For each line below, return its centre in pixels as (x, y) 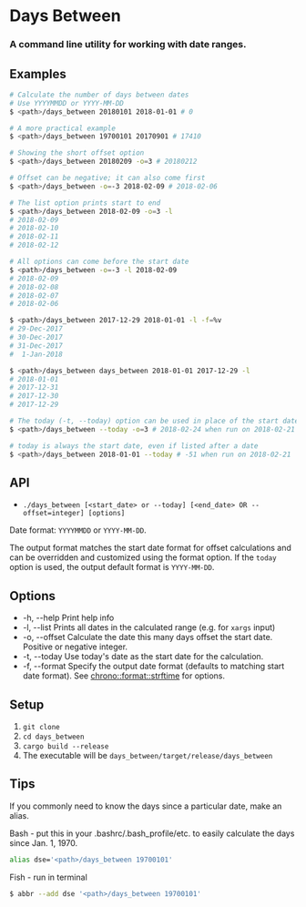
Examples (38, 74)
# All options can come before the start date (99, 262)
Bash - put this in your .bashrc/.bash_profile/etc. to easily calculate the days (152, 833)
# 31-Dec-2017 (36, 346)
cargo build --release (66, 746)
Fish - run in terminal (49, 877)
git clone (41, 727)
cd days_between (53, 737)
